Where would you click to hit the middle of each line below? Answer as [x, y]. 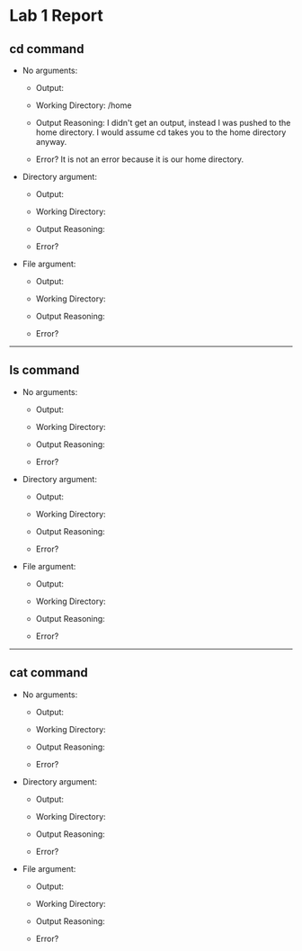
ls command [44, 370]
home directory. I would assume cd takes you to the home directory [161, 132]
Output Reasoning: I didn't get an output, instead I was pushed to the [163, 123]
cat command [49, 673]
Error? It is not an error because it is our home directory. [140, 159]
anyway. [51, 142]
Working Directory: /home [84, 105]
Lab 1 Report [56, 16]
